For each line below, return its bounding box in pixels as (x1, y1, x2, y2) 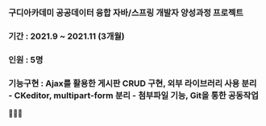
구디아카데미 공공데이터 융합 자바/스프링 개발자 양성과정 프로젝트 (8, 6, 244, 18)
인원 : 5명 (8, 54, 44, 65)
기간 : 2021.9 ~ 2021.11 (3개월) (8, 30, 125, 42)
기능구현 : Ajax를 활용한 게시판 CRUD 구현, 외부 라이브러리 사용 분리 (8, 78, 257, 89)
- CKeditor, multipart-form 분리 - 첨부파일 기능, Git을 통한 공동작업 (8, 90, 260, 101)
